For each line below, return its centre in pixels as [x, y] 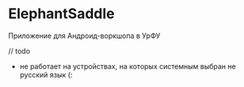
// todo [19, 51]
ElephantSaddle [61, 14]
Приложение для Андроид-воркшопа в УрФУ [84, 36]
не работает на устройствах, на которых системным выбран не [128, 66]
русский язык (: [46, 74]
